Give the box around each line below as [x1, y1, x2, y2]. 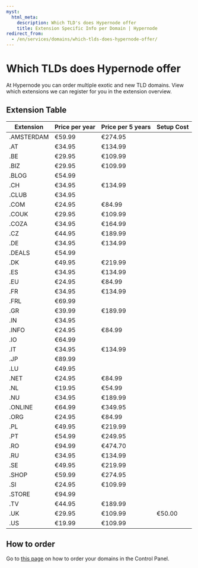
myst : [6, 8, 20, 15]
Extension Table [6, 105, 67, 115]
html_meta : [11, 14, 39, 20]
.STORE [9, 490, 31, 498]
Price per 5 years [101, 122, 151, 131]
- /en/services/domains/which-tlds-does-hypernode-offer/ [11, 36, 158, 42]
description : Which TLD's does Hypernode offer [17, 20, 136, 26]
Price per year [54, 122, 96, 131]
